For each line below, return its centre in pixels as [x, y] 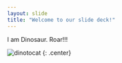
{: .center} [57, 53]
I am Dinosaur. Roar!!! [38, 39]
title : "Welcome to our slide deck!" [61, 20]
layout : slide [28, 13]
